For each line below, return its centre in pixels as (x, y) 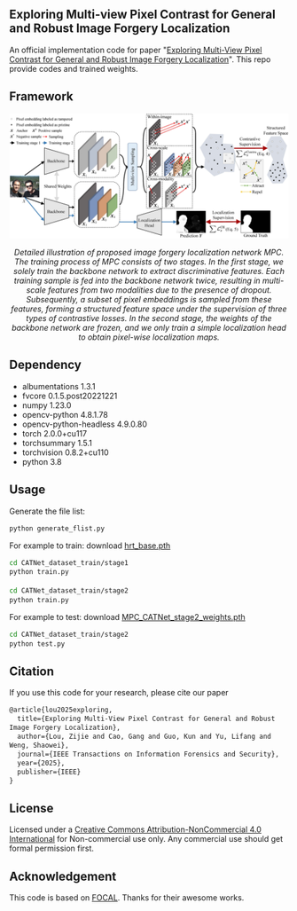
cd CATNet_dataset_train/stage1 (69, 562)
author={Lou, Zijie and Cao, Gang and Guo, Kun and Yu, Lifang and (145, 737)
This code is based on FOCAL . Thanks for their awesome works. (127, 898)
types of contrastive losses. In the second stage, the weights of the (149, 318)
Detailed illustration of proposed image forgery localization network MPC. (149, 253)
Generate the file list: (47, 511)
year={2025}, (41, 763)
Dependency (45, 365)
